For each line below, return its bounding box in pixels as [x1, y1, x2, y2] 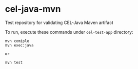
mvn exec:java [5, 43, 34, 47]
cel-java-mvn [5, 3, 61, 15]
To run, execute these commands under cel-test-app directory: [5, 29, 133, 35]
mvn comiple [5, 38, 29, 44]
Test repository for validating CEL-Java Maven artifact [5, 20, 114, 25]
